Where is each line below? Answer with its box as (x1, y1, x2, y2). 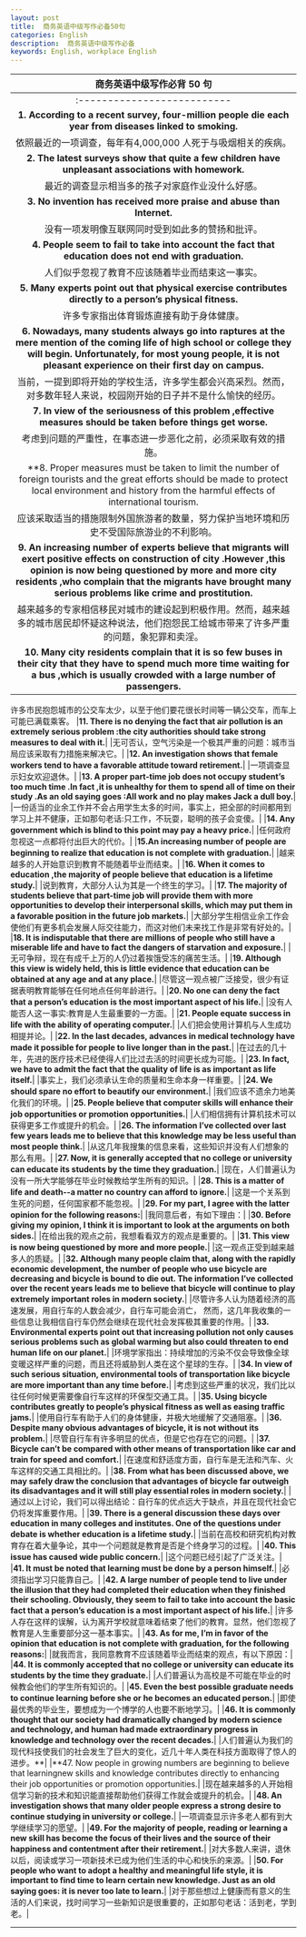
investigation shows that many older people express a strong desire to (10, 1800, 281, 1811)
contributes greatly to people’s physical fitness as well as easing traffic (10, 1402, 285, 1412)
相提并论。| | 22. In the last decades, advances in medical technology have (10, 1031, 296, 1042)
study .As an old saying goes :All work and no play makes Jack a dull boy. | (10, 791, 296, 802)
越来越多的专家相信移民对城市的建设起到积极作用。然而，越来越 (16, 603, 290, 616)
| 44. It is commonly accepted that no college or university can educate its (10, 1659, 294, 1670)
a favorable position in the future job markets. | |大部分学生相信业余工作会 (10, 911, 290, 922)
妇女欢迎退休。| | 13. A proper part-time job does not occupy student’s (17, 771, 285, 782)
